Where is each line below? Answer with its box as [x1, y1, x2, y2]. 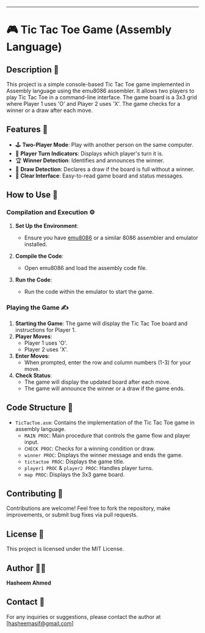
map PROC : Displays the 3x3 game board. [24, 471, 125, 478]
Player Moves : [15, 332, 52, 340]
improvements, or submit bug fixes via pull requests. [6, 511, 138, 519]
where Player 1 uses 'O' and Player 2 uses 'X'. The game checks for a [6, 100, 181, 107]
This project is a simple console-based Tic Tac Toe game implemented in [6, 81, 190, 88]
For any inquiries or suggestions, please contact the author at [6, 613, 161, 620]
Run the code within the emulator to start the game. [24, 288, 154, 295]
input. [24, 438, 39, 446]
